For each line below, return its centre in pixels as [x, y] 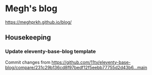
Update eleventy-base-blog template [51, 51]
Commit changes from [28, 62]
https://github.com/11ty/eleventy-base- [91, 62]
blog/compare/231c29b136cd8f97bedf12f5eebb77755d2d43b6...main [76, 67]
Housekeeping [28, 37]
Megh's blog [31, 9]
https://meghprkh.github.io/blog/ [38, 22]
